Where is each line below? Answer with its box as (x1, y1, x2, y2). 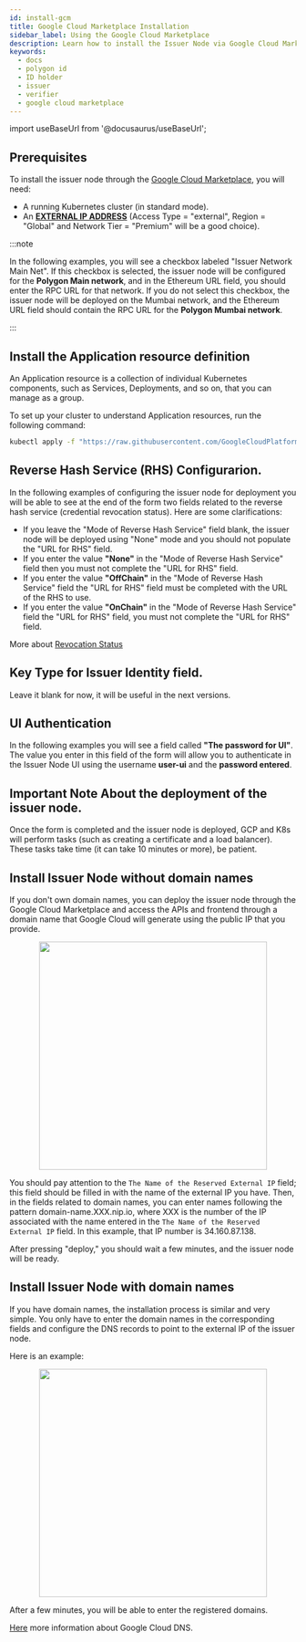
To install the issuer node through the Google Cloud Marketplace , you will (9, 174, 285, 185)
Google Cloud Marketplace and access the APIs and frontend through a (9, 904, 278, 915)
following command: (9, 420, 87, 430)
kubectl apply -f (9, 437, 76, 446)
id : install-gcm (9, 13, 71, 23)
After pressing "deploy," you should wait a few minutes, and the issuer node (9, 1243, 294, 1254)
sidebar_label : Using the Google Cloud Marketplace (9, 30, 209, 39)
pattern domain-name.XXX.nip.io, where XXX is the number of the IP (9, 1206, 267, 1217)
